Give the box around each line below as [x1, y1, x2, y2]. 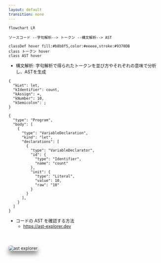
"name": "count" [34, 161, 68, 166]
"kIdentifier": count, [13, 87, 60, 92]
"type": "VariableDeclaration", [21, 131, 88, 135]
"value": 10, [34, 178, 62, 183]
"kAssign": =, [13, 91, 42, 96]
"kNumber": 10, [13, 96, 44, 101]
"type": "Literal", [34, 174, 75, 178]
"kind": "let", [21, 134, 53, 140]
